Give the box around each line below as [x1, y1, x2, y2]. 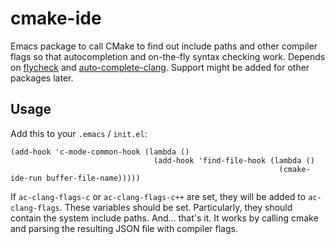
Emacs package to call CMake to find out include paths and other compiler [10, 40, 318, 52]
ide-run [10, 173, 43, 183]
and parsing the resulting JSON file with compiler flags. [10, 222, 238, 234]
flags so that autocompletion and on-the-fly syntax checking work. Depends [10, 50, 326, 62]
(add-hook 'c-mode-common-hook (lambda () [10, 147, 190, 157]
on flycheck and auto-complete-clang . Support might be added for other [10, 61, 310, 73]
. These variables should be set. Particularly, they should [59, 201, 293, 213]
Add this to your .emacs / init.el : [10, 127, 148, 139]
